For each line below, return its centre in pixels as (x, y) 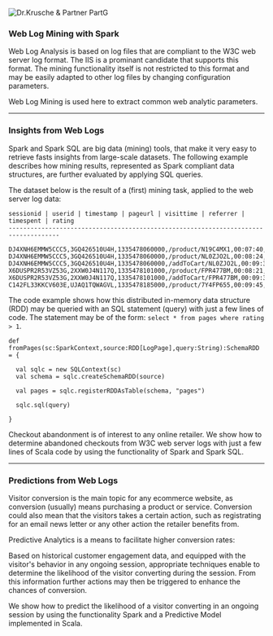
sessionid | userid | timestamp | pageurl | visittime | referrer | (127, 213)
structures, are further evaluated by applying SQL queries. (106, 174)
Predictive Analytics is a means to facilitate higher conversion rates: (122, 540)
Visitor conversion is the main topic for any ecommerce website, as (121, 498)
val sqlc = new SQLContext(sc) (69, 369)
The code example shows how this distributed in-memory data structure (129, 300)
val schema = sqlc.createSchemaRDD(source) (90, 376)
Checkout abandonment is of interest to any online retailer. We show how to (135, 434)
